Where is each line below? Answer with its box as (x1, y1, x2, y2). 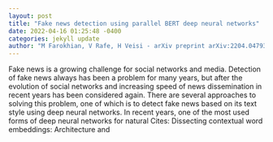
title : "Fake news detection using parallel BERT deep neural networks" (8, 19, 260, 28)
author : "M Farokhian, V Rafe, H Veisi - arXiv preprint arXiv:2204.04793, (8, 42, 271, 50)
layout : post (8, 11, 53, 20)
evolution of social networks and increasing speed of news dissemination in (8, 82, 262, 92)
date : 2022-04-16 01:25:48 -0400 (8, 27, 122, 35)
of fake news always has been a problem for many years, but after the (8, 73, 243, 83)
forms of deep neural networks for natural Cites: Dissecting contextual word (8, 116, 263, 126)
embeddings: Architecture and (8, 125, 110, 135)
